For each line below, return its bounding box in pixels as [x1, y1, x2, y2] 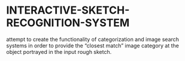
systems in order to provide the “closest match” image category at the [6, 42, 180, 49]
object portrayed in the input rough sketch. [6, 48, 112, 55]
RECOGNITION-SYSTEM [6, 16, 130, 30]
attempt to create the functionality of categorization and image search [6, 36, 180, 43]
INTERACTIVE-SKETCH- [6, 4, 130, 17]
